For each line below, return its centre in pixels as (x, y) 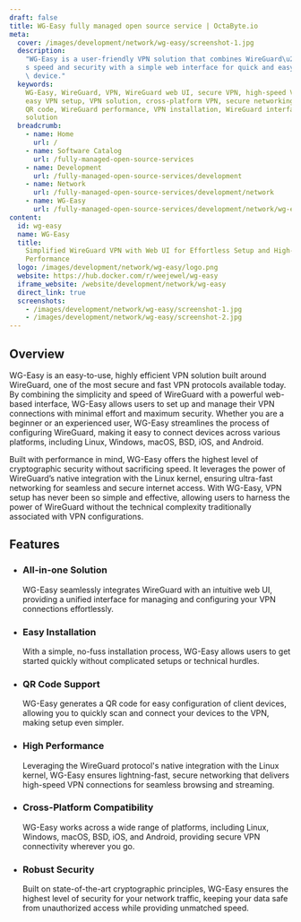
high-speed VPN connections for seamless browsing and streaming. (148, 784)
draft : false (34, 17)
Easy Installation (59, 632)
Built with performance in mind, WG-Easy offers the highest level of (134, 459)
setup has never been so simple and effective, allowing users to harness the (150, 497)
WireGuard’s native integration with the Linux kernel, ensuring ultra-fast (141, 478)
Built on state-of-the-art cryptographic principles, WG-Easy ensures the (155, 889)
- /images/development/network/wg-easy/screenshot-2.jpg (134, 318)
